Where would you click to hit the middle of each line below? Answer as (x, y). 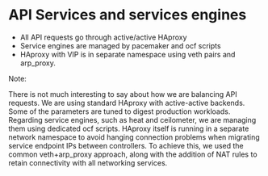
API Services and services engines (128, 15)
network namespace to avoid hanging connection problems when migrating (134, 137)
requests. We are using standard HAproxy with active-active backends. (127, 103)
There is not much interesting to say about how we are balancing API (123, 94)
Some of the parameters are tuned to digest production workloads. (119, 111)
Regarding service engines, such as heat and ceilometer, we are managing (132, 119)
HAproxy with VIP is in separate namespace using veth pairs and (128, 54)
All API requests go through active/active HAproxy (103, 37)
